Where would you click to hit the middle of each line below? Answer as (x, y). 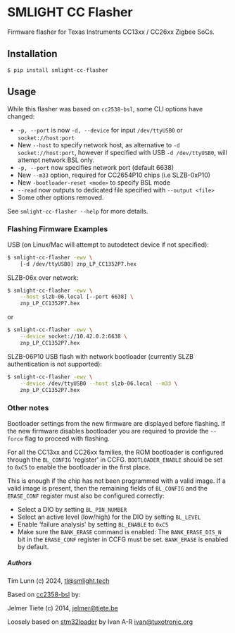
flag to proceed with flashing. (67, 438)
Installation (32, 54)
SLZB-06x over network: (43, 277)
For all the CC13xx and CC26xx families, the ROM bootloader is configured (115, 452)
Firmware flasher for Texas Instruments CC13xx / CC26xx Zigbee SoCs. (111, 32)
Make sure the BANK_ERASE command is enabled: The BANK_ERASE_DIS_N (119, 531)
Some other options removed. (61, 197)
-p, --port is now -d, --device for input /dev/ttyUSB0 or (100, 130)
